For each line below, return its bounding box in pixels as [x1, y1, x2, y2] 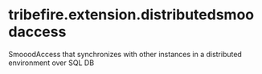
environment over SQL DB [8, 58, 95, 68]
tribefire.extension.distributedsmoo [8, 6, 255, 24]
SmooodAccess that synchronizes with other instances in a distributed [8, 49, 243, 59]
